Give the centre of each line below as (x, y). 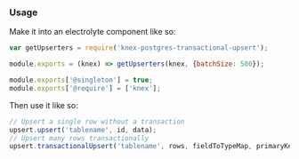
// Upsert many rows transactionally (79, 138)
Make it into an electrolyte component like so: (93, 32)
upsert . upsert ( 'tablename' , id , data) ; (83, 130)
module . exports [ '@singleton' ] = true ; (81, 80)
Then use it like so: (44, 105)
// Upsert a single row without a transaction (97, 122)
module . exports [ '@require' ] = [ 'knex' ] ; (85, 88)
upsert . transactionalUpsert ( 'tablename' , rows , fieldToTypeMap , (131, 147)
